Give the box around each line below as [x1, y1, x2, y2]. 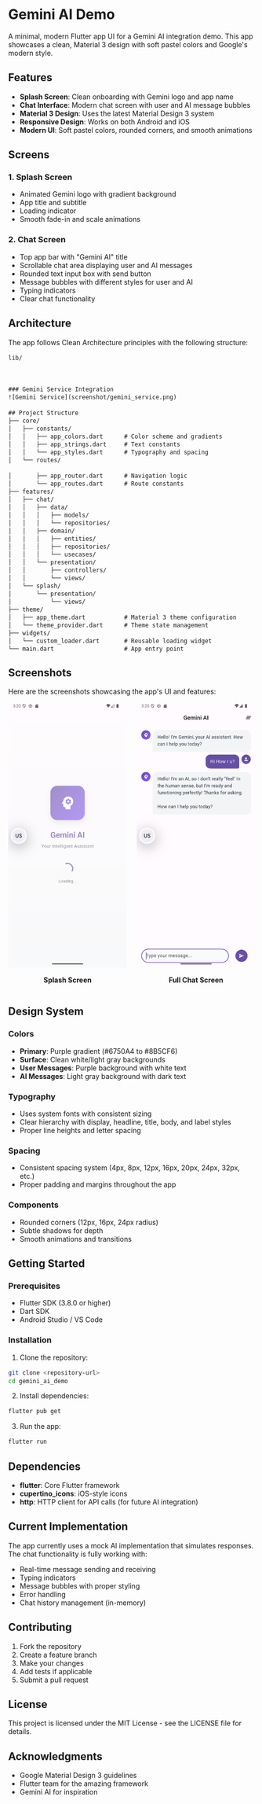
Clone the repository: [19, 1353, 89, 1362]
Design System [8, 1005, 84, 1018]
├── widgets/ [8, 629, 51, 637]
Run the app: [19, 1422, 61, 1431]
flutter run [8, 1438, 47, 1446]
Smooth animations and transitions [19, 1234, 132, 1243]
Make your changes [19, 1658, 84, 1668]
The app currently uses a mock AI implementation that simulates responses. [8, 1541, 254, 1550]
